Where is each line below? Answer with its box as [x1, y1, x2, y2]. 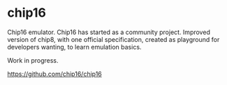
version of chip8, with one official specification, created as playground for [7, 35, 220, 43]
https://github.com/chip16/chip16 [7, 70, 103, 78]
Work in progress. [7, 56, 59, 64]
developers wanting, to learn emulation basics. [7, 42, 142, 51]
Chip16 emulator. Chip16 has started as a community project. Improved [7, 28, 211, 36]
